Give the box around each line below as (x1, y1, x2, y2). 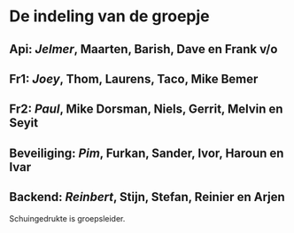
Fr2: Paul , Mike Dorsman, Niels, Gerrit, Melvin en (9, 102, 283, 117)
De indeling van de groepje (9, 6, 210, 27)
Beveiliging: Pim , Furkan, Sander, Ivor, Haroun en (9, 145, 284, 160)
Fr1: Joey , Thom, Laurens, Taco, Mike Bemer (9, 71, 259, 86)
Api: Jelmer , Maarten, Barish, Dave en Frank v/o (9, 42, 278, 57)
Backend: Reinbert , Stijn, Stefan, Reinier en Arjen (9, 190, 285, 205)
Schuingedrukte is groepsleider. (9, 213, 126, 223)
